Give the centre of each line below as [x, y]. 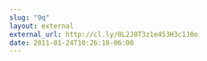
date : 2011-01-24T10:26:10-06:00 [72, 43]
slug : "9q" [30, 17]
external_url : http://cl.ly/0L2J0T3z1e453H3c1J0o [104, 34]
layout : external [42, 26]
